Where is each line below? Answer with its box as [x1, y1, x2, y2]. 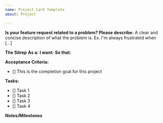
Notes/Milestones [5, 112, 43, 118]
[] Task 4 [12, 103, 30, 109]
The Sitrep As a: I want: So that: [5, 49, 72, 55]
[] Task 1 [12, 87, 29, 93]
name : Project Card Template [5, 7, 65, 12]
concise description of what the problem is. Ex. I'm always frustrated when [5, 35, 157, 41]
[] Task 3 [12, 98, 30, 103]
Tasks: [5, 78, 19, 84]
